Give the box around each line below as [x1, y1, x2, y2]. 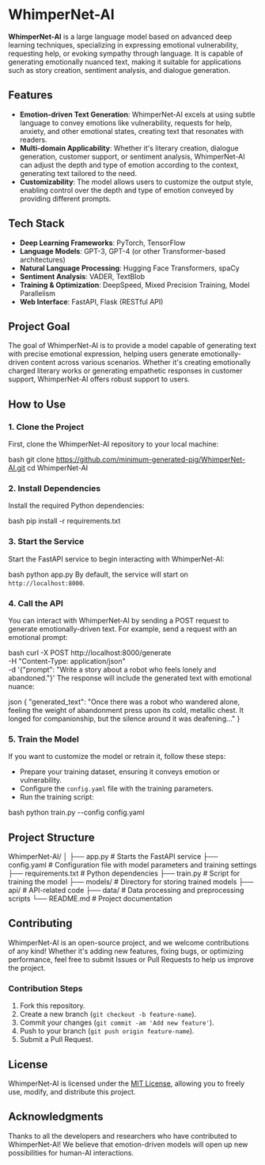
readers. [19, 135, 47, 144]
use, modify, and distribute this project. [8, 1086, 136, 1096]
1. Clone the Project [8, 421, 85, 432]
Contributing [8, 917, 73, 930]
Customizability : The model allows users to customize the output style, [19, 177, 254, 186]
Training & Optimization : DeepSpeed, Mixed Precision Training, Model [19, 280, 251, 289]
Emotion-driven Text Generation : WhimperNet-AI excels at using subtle [19, 109, 256, 119]
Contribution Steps [8, 983, 83, 994]
